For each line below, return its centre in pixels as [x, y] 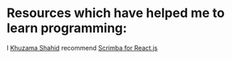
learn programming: [67, 28]
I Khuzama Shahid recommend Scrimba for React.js [82, 48]
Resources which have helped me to [116, 13]
